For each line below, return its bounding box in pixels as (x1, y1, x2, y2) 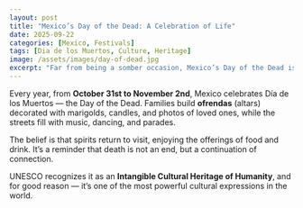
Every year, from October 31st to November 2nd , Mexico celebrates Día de (9, 87, 289, 99)
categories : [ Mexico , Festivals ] (9, 38, 135, 48)
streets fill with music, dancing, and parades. (9, 116, 176, 127)
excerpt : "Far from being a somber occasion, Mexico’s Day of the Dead (9, 64, 284, 73)
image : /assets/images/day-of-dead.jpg (9, 55, 160, 64)
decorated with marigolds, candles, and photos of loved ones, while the (9, 107, 276, 118)
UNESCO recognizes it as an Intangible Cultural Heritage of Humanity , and (9, 170, 291, 181)
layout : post (9, 13, 59, 23)
